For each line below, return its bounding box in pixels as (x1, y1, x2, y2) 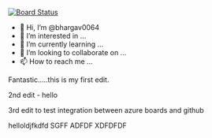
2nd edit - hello (8, 91, 58, 99)
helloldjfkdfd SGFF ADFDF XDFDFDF (8, 121, 128, 130)
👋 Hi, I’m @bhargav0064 (19, 23, 100, 32)
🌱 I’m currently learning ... (19, 39, 104, 49)
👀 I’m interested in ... (19, 32, 87, 40)
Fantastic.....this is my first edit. (8, 75, 110, 84)
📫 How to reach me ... (19, 57, 93, 66)
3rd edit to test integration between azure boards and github (8, 106, 205, 114)
